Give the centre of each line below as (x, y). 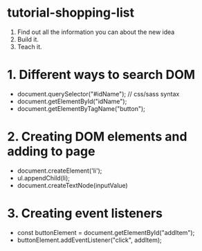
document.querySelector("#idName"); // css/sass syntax (98, 94)
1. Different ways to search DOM (101, 75)
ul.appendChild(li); (44, 178)
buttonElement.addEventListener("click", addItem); (90, 240)
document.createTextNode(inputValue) (72, 185)
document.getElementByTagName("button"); (81, 108)
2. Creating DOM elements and (97, 137)
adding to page (51, 152)
